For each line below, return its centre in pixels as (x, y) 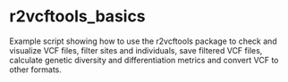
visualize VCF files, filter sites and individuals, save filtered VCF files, (136, 50)
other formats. (36, 70)
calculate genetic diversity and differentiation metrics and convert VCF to (144, 60)
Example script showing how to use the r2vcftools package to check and (143, 41)
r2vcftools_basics (77, 16)
